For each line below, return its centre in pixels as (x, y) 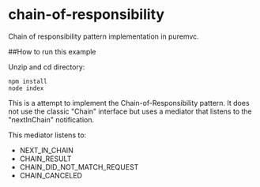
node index (26, 88)
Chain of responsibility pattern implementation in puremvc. (104, 36)
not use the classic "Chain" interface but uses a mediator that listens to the (130, 111)
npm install (28, 81)
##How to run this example (52, 51)
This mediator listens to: (47, 135)
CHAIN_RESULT (45, 159)
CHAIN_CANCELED (51, 175)
